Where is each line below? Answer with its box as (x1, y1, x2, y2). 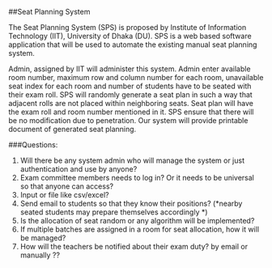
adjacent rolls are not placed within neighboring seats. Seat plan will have (8, 99, 253, 108)
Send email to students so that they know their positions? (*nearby (19, 198, 243, 208)
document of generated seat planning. (8, 125, 137, 134)
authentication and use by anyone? (19, 164, 138, 173)
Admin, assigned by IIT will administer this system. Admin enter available (8, 64, 251, 74)
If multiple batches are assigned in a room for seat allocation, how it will (19, 224, 260, 234)
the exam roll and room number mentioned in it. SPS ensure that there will (8, 107, 254, 117)
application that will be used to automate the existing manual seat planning (8, 40, 257, 49)
